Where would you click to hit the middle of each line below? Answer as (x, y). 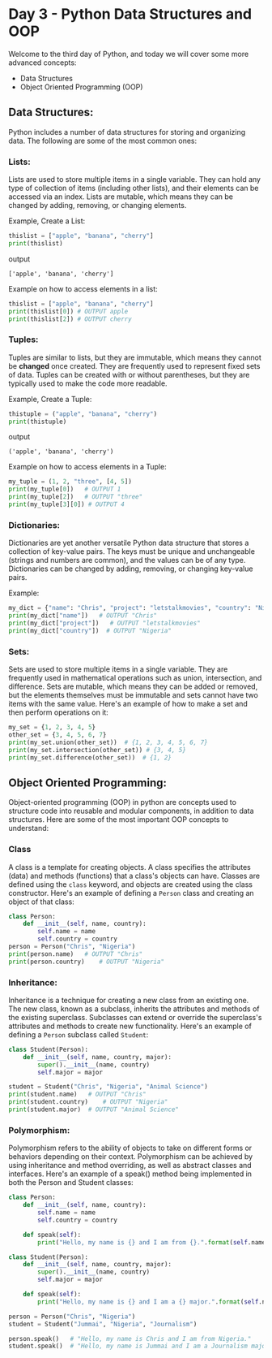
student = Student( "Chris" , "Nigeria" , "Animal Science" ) (108, 1087)
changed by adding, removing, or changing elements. (98, 205)
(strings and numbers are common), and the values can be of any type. (127, 560)
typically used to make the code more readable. (88, 383)
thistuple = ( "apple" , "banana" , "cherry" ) (83, 414)
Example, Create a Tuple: (50, 399)
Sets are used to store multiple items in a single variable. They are (118, 669)
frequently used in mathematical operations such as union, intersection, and (135, 678)
